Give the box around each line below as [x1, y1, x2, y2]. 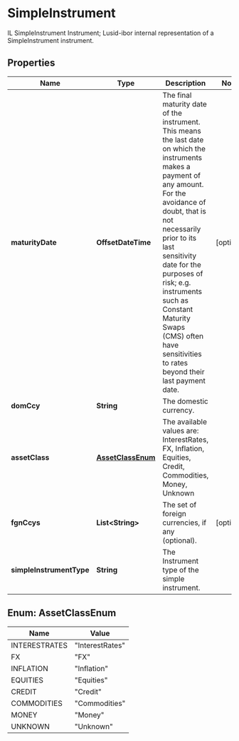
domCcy [11, 400, 41, 410]
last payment [162, 375, 206, 385]
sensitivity [162, 251, 197, 261]
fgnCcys [11, 518, 41, 528]
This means [162, 126, 201, 136]
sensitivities [162, 348, 203, 358]
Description [165, 78, 206, 88]
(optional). [162, 535, 197, 545]
